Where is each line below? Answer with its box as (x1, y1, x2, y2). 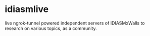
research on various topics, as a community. (5, 25, 97, 31)
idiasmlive (5, 3, 49, 15)
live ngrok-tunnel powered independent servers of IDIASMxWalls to (5, 20, 145, 26)
